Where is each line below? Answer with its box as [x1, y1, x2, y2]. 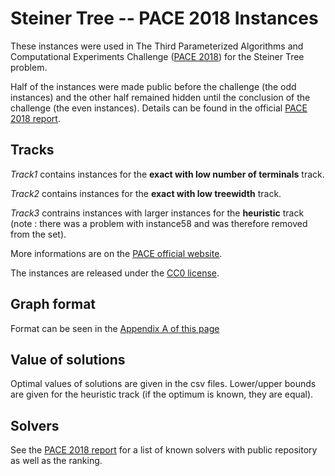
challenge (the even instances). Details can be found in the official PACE [10, 102, 308, 114]
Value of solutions [10, 351, 126, 368]
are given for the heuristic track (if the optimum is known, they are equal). [10, 388, 314, 401]
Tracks [10, 142, 55, 159]
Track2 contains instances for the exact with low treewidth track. [10, 187, 282, 199]
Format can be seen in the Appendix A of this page [10, 322, 220, 334]
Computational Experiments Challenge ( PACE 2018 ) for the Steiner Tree [10, 50, 305, 62]
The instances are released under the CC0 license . [10, 267, 220, 279]
